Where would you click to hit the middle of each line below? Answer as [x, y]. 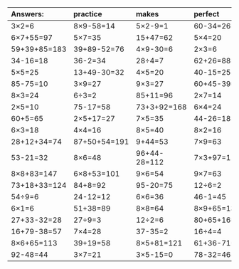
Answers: [27, 14]
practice [88, 14]
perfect [207, 14]
